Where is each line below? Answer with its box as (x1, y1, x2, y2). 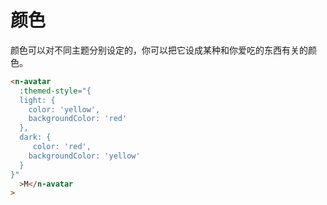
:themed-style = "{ (19, 86, 92, 96)
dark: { (19, 132, 52, 143)
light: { (19, 95, 56, 105)
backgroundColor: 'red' (28, 114, 128, 124)
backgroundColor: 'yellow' (28, 151, 141, 161)
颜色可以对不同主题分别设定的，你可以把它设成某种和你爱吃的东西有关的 (10, 44, 308, 56)
